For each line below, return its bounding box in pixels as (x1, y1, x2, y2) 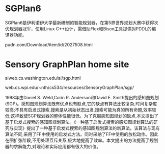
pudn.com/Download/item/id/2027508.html (5, 42, 93, 47)
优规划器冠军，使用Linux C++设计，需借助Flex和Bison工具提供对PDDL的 (5, 25, 152, 32)
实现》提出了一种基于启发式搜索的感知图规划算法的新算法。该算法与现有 (13, 125, 160, 131)
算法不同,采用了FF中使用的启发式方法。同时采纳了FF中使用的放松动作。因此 (5, 131, 159, 137)
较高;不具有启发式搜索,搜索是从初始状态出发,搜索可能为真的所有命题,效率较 (5, 107, 157, 112)
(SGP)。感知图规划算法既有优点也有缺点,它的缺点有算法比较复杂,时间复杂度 (5, 101, 157, 107)
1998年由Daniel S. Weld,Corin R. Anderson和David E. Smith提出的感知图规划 (5, 94, 159, 100)
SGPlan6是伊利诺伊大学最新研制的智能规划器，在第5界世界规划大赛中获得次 (5, 20, 159, 25)
